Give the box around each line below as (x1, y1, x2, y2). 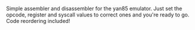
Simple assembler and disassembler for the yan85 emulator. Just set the (6, 5, 183, 12)
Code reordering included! (6, 18, 70, 24)
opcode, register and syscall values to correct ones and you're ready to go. (6, 11, 190, 18)
